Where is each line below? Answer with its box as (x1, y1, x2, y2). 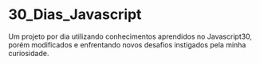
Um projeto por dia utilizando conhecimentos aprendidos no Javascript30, (8, 32, 253, 41)
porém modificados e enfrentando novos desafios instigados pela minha (8, 40, 246, 49)
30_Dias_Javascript (8, 6, 142, 24)
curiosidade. (8, 48, 49, 58)
